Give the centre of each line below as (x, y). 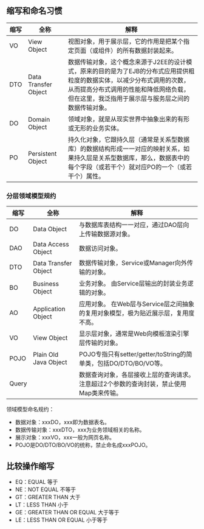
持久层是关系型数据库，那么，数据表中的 (132, 158)
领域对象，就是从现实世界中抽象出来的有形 (129, 119)
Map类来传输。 (100, 393)
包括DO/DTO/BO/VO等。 (132, 363)
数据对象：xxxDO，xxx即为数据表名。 (63, 422)
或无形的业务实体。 (95, 128)
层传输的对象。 (100, 343)
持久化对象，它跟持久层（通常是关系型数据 (129, 139)
